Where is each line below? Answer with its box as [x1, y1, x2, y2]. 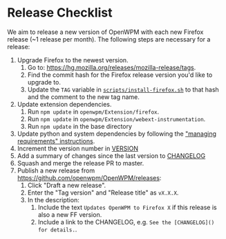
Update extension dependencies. [17, 100, 112, 108]
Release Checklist [7, 5, 113, 21]
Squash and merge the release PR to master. [17, 159, 144, 167]
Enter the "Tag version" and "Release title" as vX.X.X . [27, 188, 179, 197]
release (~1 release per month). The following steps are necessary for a [7, 35, 211, 43]
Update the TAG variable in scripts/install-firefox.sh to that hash [27, 85, 219, 94]
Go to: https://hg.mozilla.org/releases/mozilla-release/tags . [27, 63, 196, 71]
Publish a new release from [17, 166, 95, 175]
